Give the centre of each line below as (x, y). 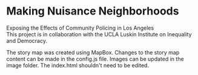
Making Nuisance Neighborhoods (93, 11)
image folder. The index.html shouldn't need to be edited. (78, 65)
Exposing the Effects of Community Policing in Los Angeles (80, 28)
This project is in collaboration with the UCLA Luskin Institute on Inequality (99, 34)
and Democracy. (27, 41)
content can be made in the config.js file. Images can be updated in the (95, 59)
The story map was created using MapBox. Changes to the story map (93, 52)
